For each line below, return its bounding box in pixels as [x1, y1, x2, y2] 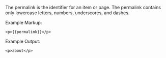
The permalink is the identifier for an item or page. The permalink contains [5, 5, 161, 10]
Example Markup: [5, 20, 42, 25]
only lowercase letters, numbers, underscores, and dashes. [5, 10, 130, 16]
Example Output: [5, 38, 41, 44]
